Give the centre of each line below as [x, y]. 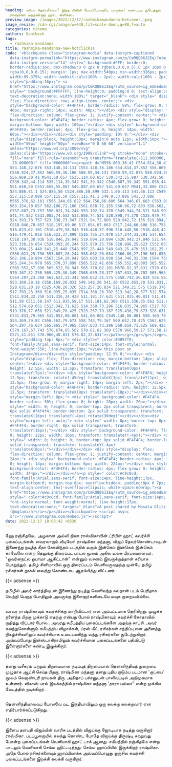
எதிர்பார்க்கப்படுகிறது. [27, 710]
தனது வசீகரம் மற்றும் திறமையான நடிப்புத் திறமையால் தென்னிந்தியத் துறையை [81, 666]
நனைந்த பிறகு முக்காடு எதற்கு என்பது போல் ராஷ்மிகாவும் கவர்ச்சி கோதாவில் [80, 617]
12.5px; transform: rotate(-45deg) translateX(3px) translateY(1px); [85, 378]
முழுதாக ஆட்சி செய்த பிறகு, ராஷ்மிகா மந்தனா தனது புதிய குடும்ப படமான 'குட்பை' [85, 672]
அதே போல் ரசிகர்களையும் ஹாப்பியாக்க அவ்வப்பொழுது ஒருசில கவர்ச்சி [75, 753]
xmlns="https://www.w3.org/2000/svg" [50, 149]
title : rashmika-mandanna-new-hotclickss [50, 48]
